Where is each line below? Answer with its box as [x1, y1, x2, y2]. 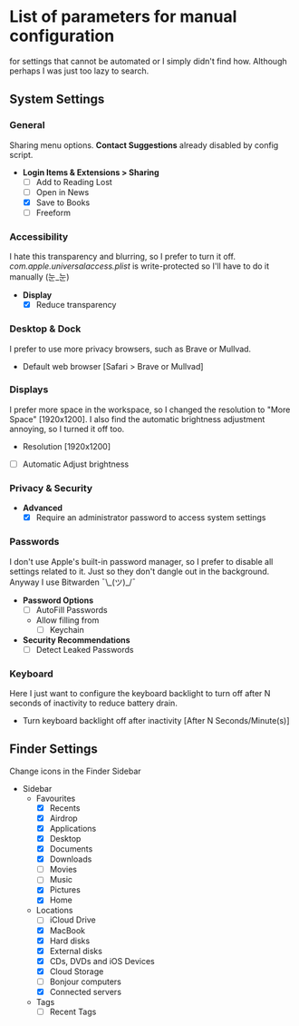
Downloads [49, 853, 92, 864]
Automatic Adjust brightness [22, 459, 130, 469]
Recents [49, 802, 81, 814]
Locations [35, 905, 73, 916]
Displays [9, 383, 49, 396]
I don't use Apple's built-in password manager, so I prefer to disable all [9, 556, 274, 567]
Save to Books [35, 197, 91, 208]
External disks [49, 945, 102, 956]
